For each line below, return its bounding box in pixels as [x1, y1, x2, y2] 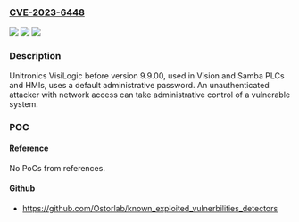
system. [9, 98, 38, 109]
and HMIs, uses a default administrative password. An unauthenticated [9, 79, 270, 90]
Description [9, 50, 62, 62]
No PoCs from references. [9, 162, 105, 173]
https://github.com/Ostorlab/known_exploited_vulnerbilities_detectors [21, 202, 278, 213]
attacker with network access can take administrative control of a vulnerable [9, 89, 291, 100]
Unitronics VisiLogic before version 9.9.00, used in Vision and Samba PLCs [9, 70, 285, 81]
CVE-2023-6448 [9, 6, 85, 19]
